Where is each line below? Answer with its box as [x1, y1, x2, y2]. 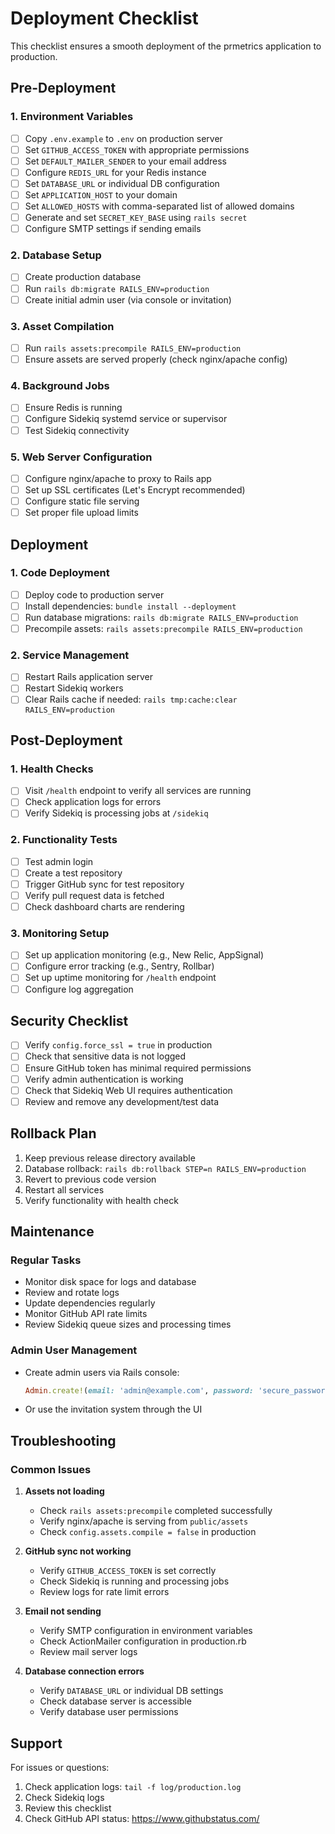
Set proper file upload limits [24, 507, 139, 519]
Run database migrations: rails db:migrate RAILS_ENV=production [24, 611, 299, 623]
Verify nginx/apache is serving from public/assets [39, 1515, 249, 1527]
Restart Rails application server [24, 671, 153, 683]
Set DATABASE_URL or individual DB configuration [24, 177, 220, 189]
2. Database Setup [10, 248, 102, 262]
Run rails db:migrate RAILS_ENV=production [24, 282, 210, 294]
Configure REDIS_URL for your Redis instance [24, 166, 207, 178]
